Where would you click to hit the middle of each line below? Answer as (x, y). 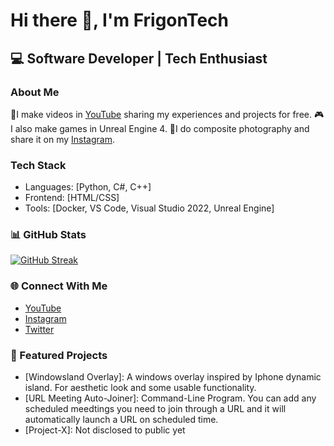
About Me (35, 92)
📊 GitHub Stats (48, 235)
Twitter (39, 329)
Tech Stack (38, 165)
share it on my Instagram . (63, 139)
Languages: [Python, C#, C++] (88, 187)
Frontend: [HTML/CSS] (72, 198)
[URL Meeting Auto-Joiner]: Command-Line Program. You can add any (170, 398)
